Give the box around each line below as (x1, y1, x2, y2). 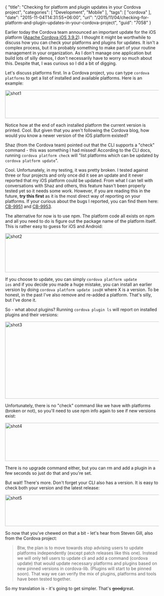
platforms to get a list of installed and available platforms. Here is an (5, 75, 143, 81)
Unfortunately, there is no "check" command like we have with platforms (5, 403, 151, 408)
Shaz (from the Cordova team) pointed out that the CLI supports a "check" (5, 142, 155, 148)
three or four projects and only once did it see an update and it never (5, 172, 143, 178)
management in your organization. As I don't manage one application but (5, 50, 152, 56)
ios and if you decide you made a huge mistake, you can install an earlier (5, 281, 152, 287)
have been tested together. (17, 576, 72, 582)
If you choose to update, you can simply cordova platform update (5, 276, 138, 282)
